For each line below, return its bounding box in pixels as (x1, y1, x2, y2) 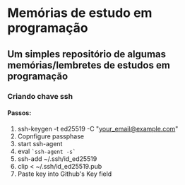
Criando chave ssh (7, 91, 73, 101)
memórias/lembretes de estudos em (7, 59, 171, 71)
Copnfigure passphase (17, 132, 85, 141)
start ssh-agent (17, 139, 63, 148)
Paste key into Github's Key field (17, 169, 112, 178)
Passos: (7, 109, 32, 117)
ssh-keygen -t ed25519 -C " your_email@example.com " (17, 124, 179, 133)
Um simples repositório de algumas (7, 48, 167, 60)
